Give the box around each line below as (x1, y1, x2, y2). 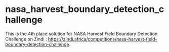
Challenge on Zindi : (5, 36, 47, 42)
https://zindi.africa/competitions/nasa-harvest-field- (48, 36, 157, 42)
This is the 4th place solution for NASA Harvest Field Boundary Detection (5, 30, 158, 36)
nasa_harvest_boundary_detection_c (5, 3, 164, 15)
